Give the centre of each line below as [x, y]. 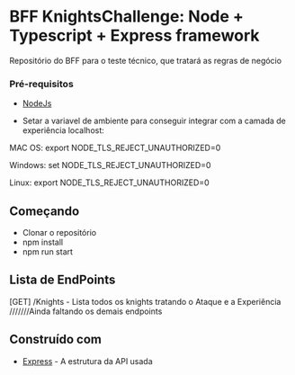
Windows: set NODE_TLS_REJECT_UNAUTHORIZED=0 [110, 165]
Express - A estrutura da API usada [87, 361]
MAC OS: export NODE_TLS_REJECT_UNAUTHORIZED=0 [115, 148]
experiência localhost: [63, 130]
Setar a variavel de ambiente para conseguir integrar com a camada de [154, 121]
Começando [45, 211]
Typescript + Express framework [134, 36]
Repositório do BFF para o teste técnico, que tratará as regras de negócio [145, 60]
